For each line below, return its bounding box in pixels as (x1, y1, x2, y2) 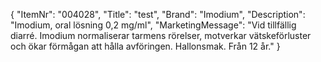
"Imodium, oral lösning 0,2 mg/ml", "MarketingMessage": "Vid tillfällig (10, 19, 297, 31)
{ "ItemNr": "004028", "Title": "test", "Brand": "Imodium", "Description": (10, 9, 306, 20)
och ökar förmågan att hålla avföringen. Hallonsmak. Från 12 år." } (10, 40, 281, 52)
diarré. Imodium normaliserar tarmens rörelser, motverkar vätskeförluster (10, 30, 312, 41)
